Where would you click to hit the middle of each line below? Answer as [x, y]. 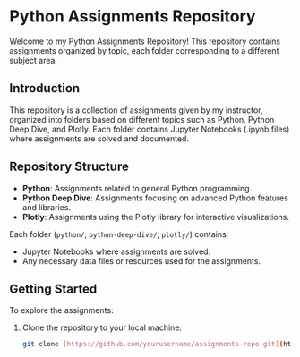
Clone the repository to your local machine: [102, 327]
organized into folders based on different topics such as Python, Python [142, 119]
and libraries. [47, 207]
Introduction [45, 88]
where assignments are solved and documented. [99, 138]
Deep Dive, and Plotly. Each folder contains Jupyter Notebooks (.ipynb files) [150, 129]
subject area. [34, 60]
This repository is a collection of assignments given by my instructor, [136, 110]
